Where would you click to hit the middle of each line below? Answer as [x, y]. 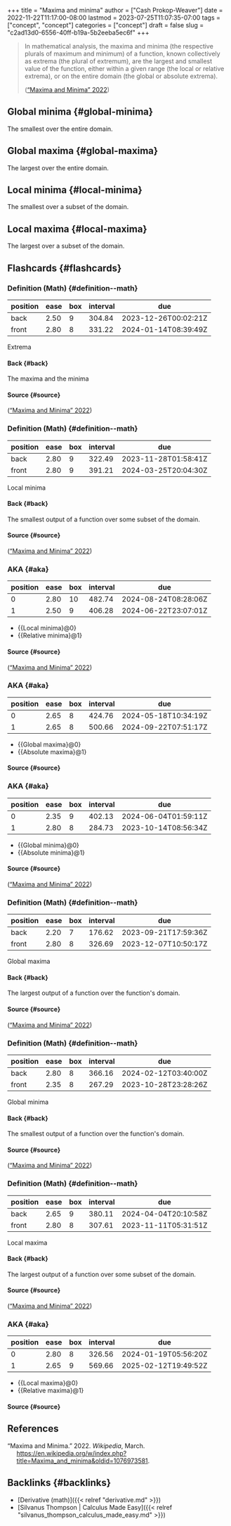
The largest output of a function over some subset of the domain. [102, 1274]
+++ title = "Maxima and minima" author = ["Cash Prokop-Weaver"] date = [115, 10]
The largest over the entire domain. [58, 167]
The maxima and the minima [48, 379]
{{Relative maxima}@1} [51, 1391]
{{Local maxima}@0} [48, 1383]
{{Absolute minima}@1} [51, 852]
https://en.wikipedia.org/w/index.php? [72, 1453]
